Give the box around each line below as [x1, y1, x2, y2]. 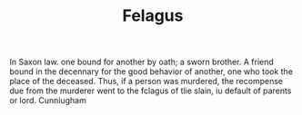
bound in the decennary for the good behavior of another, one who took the [9, 66, 294, 77]
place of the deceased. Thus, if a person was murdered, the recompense [9, 76, 284, 87]
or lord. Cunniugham [9, 95, 86, 106]
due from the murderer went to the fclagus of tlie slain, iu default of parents [9, 85, 292, 96]
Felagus [122, 5, 184, 26]
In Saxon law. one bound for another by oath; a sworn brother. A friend [9, 56, 275, 68]
